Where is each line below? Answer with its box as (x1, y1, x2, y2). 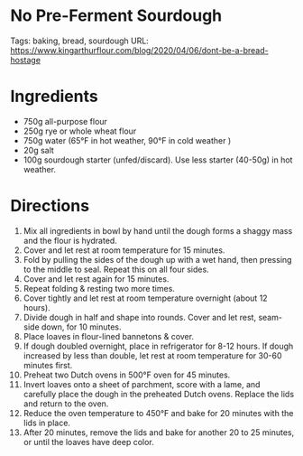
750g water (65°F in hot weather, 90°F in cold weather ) (23, 135, 232, 145)
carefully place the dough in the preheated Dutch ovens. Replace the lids (23, 388, 295, 399)
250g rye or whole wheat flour (23, 126, 137, 136)
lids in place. (23, 417, 71, 428)
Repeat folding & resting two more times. (23, 283, 175, 293)
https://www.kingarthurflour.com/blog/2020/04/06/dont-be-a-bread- (10, 44, 269, 55)
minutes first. (23, 359, 73, 370)
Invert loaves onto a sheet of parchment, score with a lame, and (23, 378, 261, 389)
